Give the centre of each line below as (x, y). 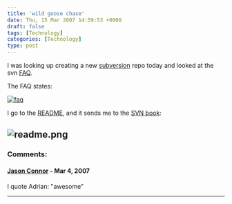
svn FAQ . (20, 73)
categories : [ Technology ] (44, 39)
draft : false (26, 26)
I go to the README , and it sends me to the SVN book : (85, 113)
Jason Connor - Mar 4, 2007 (48, 171)
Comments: (27, 154)
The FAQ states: (30, 86)
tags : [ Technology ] (35, 33)
